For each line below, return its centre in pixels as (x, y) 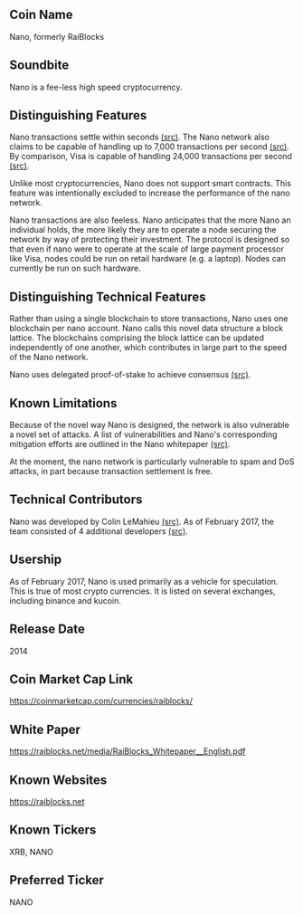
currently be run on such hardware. (76, 268)
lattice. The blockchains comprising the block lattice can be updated (137, 338)
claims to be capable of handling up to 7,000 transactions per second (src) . (149, 147)
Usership (35, 560)
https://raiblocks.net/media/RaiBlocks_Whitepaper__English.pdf (128, 751)
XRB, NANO (32, 852)
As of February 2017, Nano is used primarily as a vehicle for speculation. (144, 581)
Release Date (47, 629)
